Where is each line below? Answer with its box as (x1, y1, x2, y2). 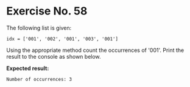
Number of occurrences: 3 (6, 76, 72, 82)
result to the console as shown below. (6, 53, 102, 60)
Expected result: (6, 65, 49, 72)
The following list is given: (6, 24, 72, 31)
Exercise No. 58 (6, 4, 88, 18)
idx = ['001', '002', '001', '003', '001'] (6, 36, 119, 42)
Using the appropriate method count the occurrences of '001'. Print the (6, 47, 185, 54)
